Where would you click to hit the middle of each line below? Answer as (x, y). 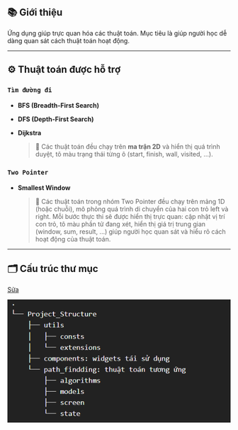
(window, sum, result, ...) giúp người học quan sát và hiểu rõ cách (131, 231)
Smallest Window (44, 188)
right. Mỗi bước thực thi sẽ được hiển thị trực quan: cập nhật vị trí (130, 216)
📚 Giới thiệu (35, 12)
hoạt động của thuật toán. (73, 239)
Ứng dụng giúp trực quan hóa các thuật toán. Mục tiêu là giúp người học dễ (117, 33)
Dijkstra (29, 132)
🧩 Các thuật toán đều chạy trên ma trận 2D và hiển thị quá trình (128, 146)
